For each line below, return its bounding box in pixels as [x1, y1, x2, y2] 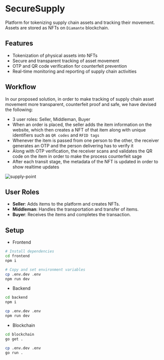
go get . [5, 337, 23, 342]
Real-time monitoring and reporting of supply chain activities [12, 68, 137, 74]
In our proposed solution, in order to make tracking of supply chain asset [5, 96, 154, 102]
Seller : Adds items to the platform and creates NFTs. [12, 201, 120, 207]
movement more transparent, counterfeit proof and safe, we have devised [5, 101, 157, 107]
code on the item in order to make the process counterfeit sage [12, 153, 142, 159]
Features [5, 39, 33, 48]
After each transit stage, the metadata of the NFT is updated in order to [12, 158, 159, 164]
